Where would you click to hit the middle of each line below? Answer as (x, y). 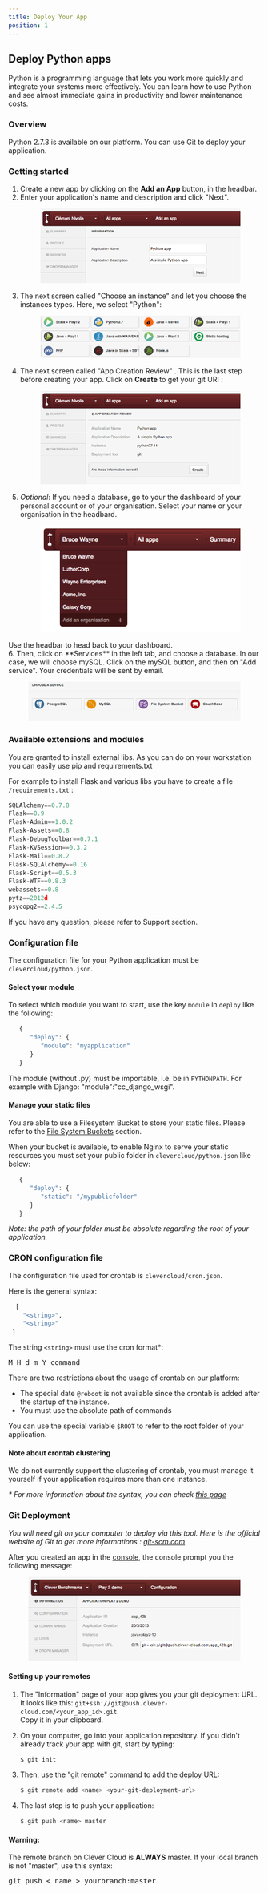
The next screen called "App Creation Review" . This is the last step (131, 371)
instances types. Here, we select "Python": (91, 304)
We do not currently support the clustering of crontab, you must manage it (131, 1471)
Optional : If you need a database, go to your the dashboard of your (130, 497)
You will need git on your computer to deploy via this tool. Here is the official (134, 1533)
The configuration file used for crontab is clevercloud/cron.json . (115, 1275)
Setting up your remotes (49, 1676)
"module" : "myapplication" (85, 1046)
